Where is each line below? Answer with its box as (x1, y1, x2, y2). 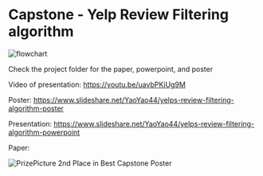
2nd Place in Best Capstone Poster (57, 158, 172, 168)
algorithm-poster (8, 104, 64, 113)
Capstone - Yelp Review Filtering (8, 6, 230, 24)
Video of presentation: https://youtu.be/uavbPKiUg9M (8, 80, 186, 89)
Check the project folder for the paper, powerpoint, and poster (8, 64, 214, 73)
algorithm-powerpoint (8, 127, 80, 137)
